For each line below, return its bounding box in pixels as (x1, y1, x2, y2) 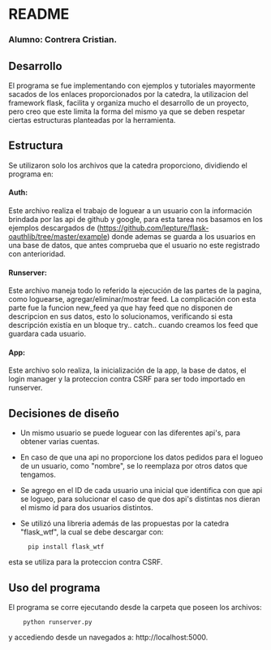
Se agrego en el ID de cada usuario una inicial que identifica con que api (19, 486, 263, 495)
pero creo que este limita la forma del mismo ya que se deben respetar (8, 107, 245, 116)
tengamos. (19, 469, 57, 480)
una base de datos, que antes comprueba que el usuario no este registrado (8, 240, 260, 250)
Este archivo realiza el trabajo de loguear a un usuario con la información (8, 205, 253, 216)
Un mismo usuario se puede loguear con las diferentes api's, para (19, 428, 241, 438)
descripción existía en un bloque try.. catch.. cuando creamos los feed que (8, 321, 258, 330)
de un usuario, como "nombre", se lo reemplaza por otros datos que (19, 461, 247, 471)
